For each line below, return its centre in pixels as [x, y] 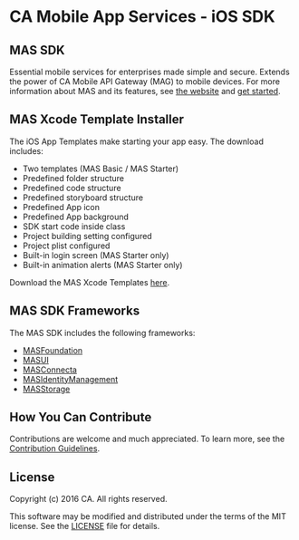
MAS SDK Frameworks [75, 311]
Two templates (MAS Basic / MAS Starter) [101, 169]
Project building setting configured [87, 236]
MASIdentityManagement [70, 379]
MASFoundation [53, 350]
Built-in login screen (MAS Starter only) [96, 255]
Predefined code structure [72, 188]
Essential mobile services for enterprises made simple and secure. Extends [149, 72]
